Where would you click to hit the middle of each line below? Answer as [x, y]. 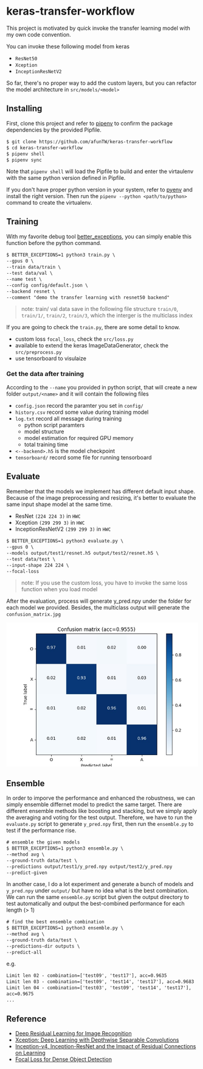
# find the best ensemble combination [55, 922]
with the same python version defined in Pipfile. [66, 177]
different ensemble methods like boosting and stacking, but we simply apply [102, 811]
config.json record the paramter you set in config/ [79, 405]
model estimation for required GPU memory [79, 438]
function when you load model [59, 589]
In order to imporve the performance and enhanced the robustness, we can [101, 798]
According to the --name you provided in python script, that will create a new [102, 387]
